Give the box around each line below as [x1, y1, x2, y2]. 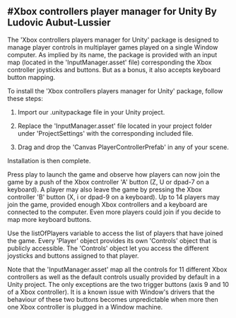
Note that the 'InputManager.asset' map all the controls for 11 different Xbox [7, 265, 228, 273]
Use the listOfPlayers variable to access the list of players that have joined [7, 229, 223, 237]
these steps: [7, 94, 44, 102]
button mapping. [7, 73, 56, 81]
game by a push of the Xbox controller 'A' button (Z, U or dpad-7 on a [7, 177, 210, 186]
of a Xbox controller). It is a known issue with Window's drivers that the [7, 288, 216, 296]
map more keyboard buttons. [7, 215, 92, 223]
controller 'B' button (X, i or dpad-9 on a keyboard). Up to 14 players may [7, 192, 220, 201]
